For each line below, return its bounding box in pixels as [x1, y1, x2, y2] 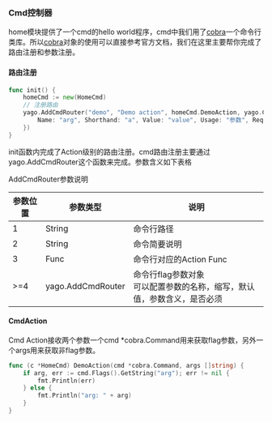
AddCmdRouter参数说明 [8, 174, 89, 184]
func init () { [8, 86, 57, 94]
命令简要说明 [133, 238, 182, 249]
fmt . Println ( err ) [37, 377, 96, 385]
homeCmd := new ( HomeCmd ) [23, 93, 107, 102]
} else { [23, 384, 53, 392]
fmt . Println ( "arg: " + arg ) [37, 391, 132, 400]
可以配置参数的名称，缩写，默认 [133, 281, 255, 292]
